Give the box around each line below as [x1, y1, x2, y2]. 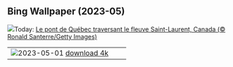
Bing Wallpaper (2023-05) [7, 6, 125, 17]
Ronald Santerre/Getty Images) [7, 32, 97, 40]
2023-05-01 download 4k [18, 48, 109, 58]
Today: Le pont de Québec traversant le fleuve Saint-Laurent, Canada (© [14, 24, 226, 33]
